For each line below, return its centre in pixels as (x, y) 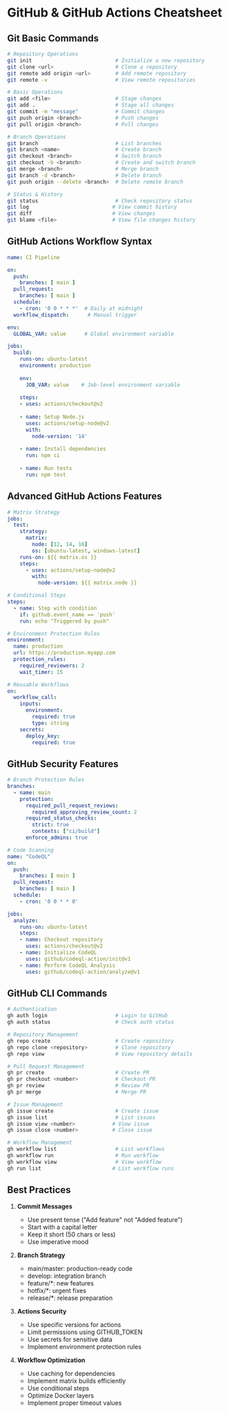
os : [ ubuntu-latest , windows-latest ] (86, 551)
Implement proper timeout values (74, 1403)
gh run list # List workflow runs (91, 1168)
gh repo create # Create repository (91, 1041)
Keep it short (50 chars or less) (71, 1234)
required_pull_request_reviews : (72, 805)
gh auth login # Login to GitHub (88, 1016)
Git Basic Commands (53, 38)
